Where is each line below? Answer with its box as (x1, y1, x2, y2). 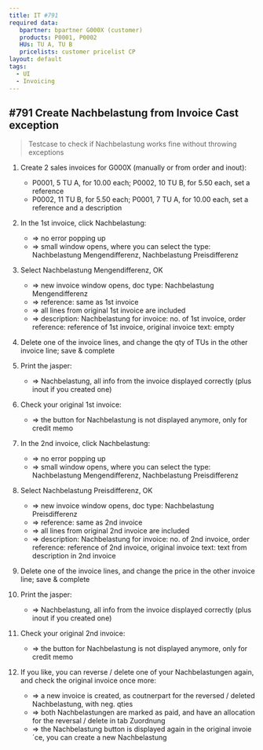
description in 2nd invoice (31, 551, 116, 561)
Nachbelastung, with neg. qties (31, 700, 133, 709)
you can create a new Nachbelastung (46, 733, 167, 742)
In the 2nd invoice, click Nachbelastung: (20, 439, 151, 448)
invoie (232, 724, 252, 734)
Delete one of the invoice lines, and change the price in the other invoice (20, 566, 256, 576)
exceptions (27, 148, 64, 157)
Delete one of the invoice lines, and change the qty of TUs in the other (20, 338, 248, 347)
